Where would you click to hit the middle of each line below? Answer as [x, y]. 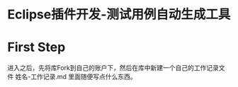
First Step [36, 47]
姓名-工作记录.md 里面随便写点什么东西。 [76, 77]
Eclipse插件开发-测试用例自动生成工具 [119, 14]
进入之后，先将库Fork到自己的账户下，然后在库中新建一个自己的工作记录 [113, 68]
